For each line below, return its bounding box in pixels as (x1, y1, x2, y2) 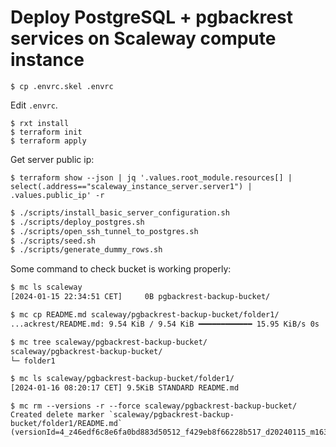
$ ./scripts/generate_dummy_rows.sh (10, 245, 163, 255)
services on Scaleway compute (10, 27, 277, 50)
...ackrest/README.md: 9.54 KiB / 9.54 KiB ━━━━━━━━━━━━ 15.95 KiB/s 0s (10, 319, 320, 329)
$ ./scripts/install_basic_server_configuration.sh (10, 207, 230, 218)
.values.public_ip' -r (10, 190, 105, 200)
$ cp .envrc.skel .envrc (10, 81, 114, 91)
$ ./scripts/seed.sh (10, 236, 97, 246)
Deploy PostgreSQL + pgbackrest (10, 6, 293, 29)
